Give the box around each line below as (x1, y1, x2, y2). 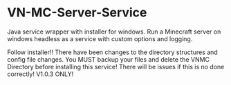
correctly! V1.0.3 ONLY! (7, 70, 74, 78)
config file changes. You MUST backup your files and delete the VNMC (7, 55, 210, 63)
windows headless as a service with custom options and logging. (7, 34, 193, 42)
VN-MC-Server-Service (7, 5, 147, 21)
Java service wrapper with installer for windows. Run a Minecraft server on (7, 27, 221, 36)
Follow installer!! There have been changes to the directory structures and (7, 48, 218, 56)
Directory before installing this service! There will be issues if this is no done (7, 62, 225, 71)
